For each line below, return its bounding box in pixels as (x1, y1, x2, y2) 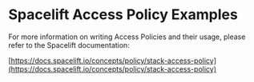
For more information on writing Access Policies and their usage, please (8, 32, 246, 41)
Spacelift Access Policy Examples (8, 6, 238, 24)
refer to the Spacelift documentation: (8, 40, 130, 49)
